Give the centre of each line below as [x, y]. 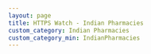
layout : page [30, 15]
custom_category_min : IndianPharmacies [74, 38]
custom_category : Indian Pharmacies [69, 30]
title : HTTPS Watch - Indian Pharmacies [76, 23]
